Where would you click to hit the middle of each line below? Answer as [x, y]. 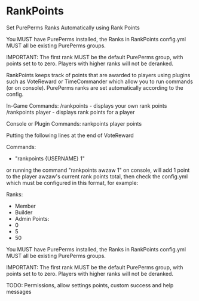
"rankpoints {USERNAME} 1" [50, 158]
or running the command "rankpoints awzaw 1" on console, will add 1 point [98, 170]
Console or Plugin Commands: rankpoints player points [74, 123]
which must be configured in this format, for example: [72, 183]
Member [25, 206]
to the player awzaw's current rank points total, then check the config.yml [97, 176]
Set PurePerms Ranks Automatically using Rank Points [73, 28]
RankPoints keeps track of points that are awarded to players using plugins [98, 75]
